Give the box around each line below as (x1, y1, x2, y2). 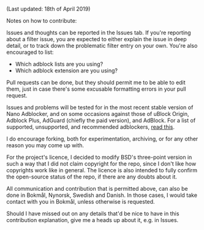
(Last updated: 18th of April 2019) (6, 6, 91, 12)
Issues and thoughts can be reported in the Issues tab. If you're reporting (6, 29, 191, 36)
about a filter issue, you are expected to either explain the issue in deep (6, 36, 187, 42)
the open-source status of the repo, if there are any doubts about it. (6, 173, 178, 180)
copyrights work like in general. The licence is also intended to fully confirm (6, 167, 198, 174)
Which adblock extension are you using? (15, 67, 118, 74)
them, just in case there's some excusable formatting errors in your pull (6, 85, 186, 93)
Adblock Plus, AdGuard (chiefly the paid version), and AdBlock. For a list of (6, 117, 196, 124)
